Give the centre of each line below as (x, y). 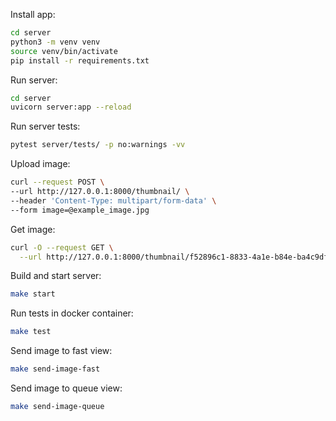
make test (31, 332)
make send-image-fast (55, 369)
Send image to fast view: (61, 351)
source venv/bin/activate (64, 51)
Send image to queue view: (66, 388)
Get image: (33, 229)
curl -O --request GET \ (62, 247)
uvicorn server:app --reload (71, 107)
